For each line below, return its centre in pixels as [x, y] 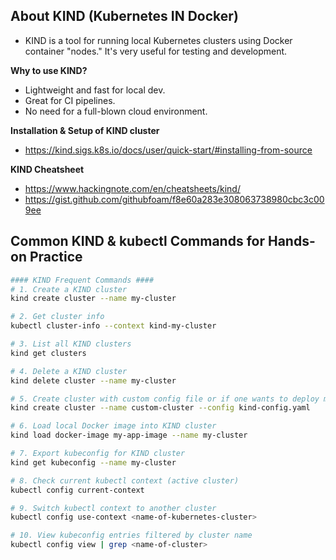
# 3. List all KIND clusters [71, 344]
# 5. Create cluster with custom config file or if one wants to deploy [165, 399]
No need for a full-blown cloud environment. [116, 111]
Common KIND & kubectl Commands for [137, 241]
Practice [56, 257]
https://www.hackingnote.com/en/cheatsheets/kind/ [132, 188]
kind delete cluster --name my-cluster [93, 380]
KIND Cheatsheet [47, 169]
